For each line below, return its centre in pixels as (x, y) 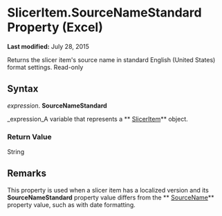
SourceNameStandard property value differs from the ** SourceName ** (111, 197)
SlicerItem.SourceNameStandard (104, 13)
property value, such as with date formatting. (72, 204)
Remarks (27, 174)
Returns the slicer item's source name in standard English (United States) (111, 59)
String (16, 152)
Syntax (23, 89)
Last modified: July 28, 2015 (48, 46)
